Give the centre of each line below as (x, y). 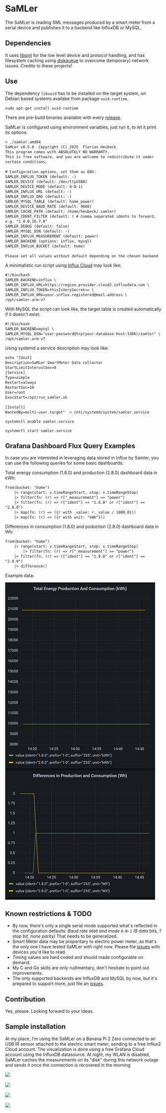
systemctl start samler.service (38, 431)
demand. (21, 963)
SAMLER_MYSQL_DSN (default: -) (37, 231)
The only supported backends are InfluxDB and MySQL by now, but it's (85, 978)
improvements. (28, 973)
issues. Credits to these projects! (39, 65)
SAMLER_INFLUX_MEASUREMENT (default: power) (52, 236)
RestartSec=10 (20, 387)
